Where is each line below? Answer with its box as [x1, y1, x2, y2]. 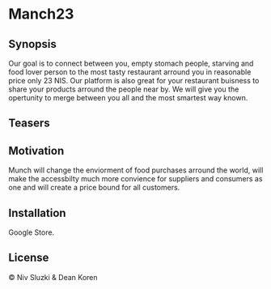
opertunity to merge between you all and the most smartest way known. [8, 93, 248, 102]
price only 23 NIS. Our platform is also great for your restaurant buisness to [8, 76, 260, 85]
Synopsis [8, 37, 57, 51]
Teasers [8, 117, 50, 130]
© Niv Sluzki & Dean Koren [8, 272, 99, 282]
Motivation [8, 143, 65, 158]
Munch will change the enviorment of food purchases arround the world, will [8, 165, 264, 175]
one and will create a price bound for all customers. [8, 183, 180, 193]
